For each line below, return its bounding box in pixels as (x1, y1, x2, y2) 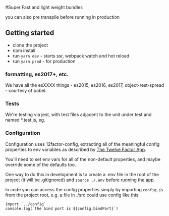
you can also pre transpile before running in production (5, 14, 120, 20)
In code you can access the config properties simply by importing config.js (5, 186, 163, 192)
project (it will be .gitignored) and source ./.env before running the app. (5, 177, 155, 183)
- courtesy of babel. (5, 88, 47, 94)
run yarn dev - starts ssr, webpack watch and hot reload (12, 52, 130, 59)
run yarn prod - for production (12, 58, 76, 64)
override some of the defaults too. (5, 161, 76, 168)
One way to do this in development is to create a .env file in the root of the (5, 171, 159, 177)
